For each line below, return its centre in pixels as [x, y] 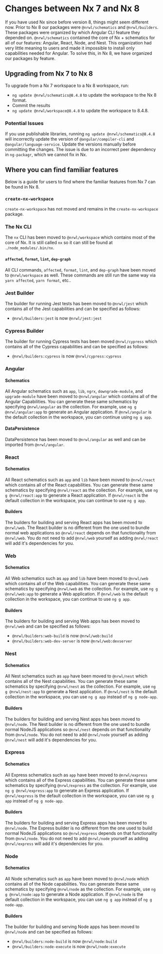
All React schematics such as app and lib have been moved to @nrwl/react [80, 480]
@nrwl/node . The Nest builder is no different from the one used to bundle [77, 724]
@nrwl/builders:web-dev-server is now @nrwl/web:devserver [72, 641]
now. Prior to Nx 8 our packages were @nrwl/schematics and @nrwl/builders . [82, 27]
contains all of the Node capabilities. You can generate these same [72, 884]
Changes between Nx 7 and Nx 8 [72, 9]
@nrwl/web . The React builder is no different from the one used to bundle [77, 528]
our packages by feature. [30, 58]
